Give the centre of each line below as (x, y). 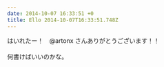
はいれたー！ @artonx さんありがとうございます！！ (83, 40)
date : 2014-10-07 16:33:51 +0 (51, 13)
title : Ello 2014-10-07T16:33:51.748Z (63, 20)
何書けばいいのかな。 (37, 57)
